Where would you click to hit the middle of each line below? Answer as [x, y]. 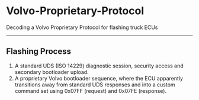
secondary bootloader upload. [52, 72]
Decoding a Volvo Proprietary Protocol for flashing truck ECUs [82, 27]
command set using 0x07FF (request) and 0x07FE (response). [91, 91]
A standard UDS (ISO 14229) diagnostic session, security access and [99, 66]
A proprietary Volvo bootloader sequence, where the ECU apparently [99, 78]
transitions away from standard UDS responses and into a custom [95, 85]
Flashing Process [38, 51]
